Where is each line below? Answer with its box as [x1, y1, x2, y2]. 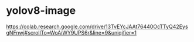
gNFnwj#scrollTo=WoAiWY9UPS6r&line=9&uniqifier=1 [6, 29, 137, 36]
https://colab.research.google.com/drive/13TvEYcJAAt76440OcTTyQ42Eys [6, 23, 189, 30]
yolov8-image [6, 4, 76, 17]
